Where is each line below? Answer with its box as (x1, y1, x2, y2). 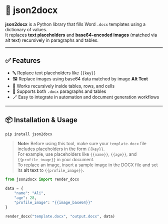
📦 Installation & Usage (5, 116, 77, 125)
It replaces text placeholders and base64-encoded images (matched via (5, 32, 157, 38)
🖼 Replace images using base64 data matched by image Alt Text (12, 75, 148, 82)
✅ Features (5, 56, 41, 65)
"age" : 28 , (14, 195, 37, 200)
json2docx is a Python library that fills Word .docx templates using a (5, 21, 146, 27)
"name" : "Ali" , (14, 191, 46, 196)
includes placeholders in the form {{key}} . (17, 146, 105, 152)
